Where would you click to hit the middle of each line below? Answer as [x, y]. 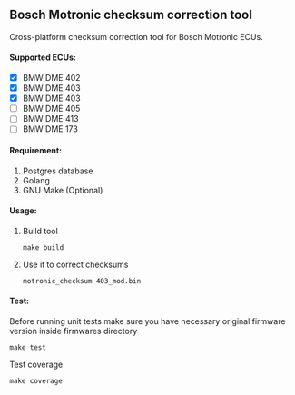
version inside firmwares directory [74, 331]
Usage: [24, 211]
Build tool [40, 231]
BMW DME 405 [51, 109]
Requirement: [36, 150]
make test [28, 348]
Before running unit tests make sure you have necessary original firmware [147, 321]
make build [43, 247]
